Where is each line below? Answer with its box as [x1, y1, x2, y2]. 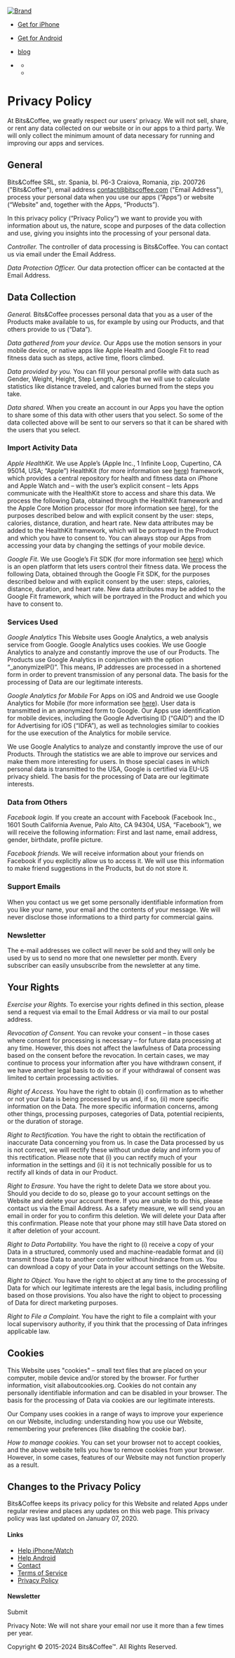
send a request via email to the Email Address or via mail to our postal [7, 1007, 209, 1016]
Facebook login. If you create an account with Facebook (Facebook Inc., [7, 813, 217, 822]
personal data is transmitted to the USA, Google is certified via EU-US [7, 765, 209, 773]
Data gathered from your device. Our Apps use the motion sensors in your [7, 338, 222, 347]
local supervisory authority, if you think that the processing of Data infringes [7, 1319, 228, 1328]
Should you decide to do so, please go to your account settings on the [7, 1189, 210, 1198]
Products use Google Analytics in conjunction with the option [7, 656, 184, 664]
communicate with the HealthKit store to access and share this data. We [7, 488, 216, 497]
